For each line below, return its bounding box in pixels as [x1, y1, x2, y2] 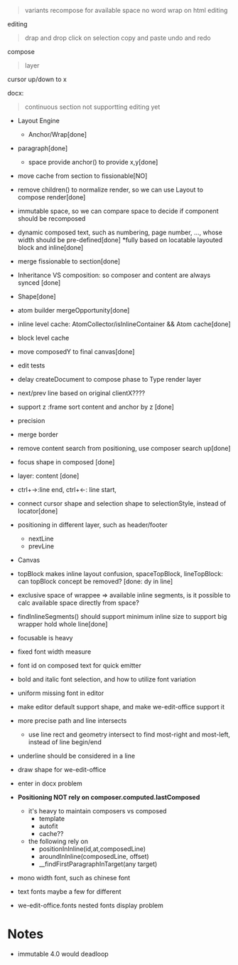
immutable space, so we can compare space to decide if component [17, 207, 219, 215]
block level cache [17, 334, 70, 342]
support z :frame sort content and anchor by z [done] [17, 402, 174, 411]
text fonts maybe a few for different [17, 887, 122, 896]
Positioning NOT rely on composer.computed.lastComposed [17, 793, 200, 801]
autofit [38, 822, 58, 830]
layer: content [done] [17, 471, 80, 480]
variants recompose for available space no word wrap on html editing [24, 6, 228, 14]
